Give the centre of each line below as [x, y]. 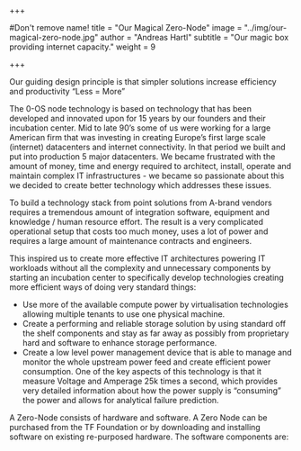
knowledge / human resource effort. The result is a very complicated [136, 222]
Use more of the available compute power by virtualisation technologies [155, 304]
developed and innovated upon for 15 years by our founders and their [138, 118]
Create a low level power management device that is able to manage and [157, 352]
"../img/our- [266, 27]
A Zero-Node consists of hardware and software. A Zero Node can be [138, 418]
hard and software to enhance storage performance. [120, 343]
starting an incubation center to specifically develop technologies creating [147, 277]
